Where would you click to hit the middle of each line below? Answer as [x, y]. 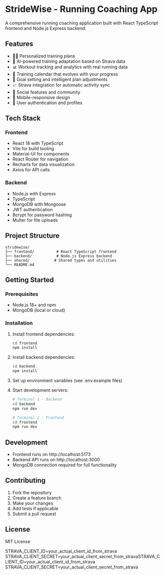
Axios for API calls [31, 170]
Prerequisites [22, 294]
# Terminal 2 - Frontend [38, 418]
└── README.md [20, 265]
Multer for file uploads [35, 220]
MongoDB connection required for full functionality [64, 465]
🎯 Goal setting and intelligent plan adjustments [60, 79]
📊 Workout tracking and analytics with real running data [70, 67]
